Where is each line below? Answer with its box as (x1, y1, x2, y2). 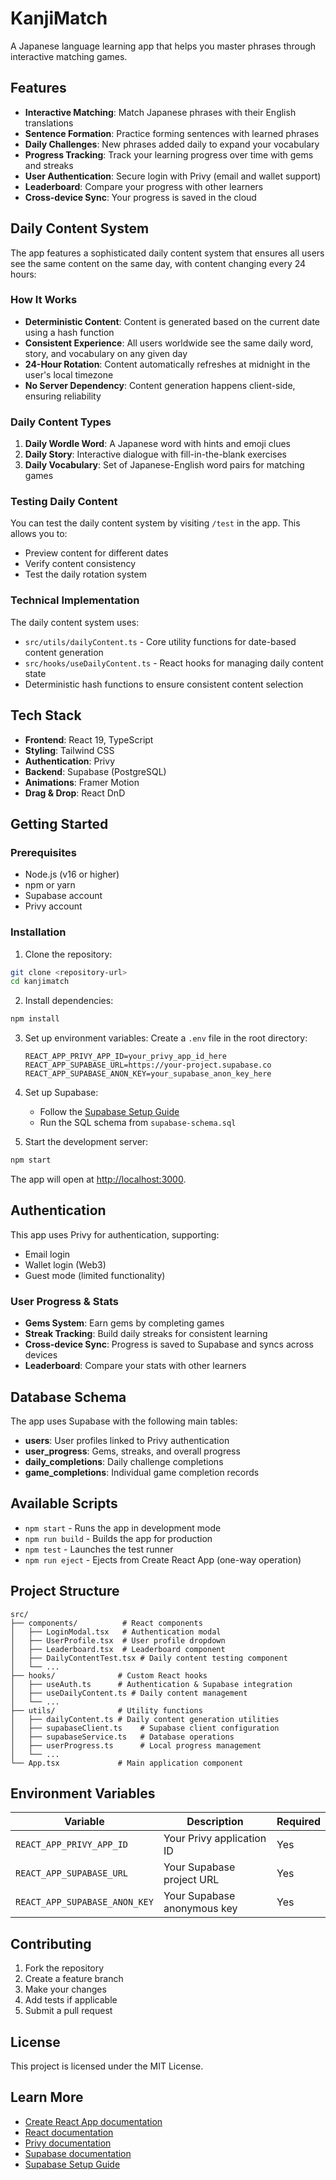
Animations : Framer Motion (24, 776, 140, 788)
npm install (10, 1014, 60, 1024)
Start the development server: (24, 1136, 149, 1148)
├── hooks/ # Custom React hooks (10, 1670, 208, 1681)
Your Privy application (163, 1832, 267, 1846)
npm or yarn (24, 879, 76, 891)
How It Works (10, 293, 78, 307)
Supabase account (24, 890, 103, 902)
